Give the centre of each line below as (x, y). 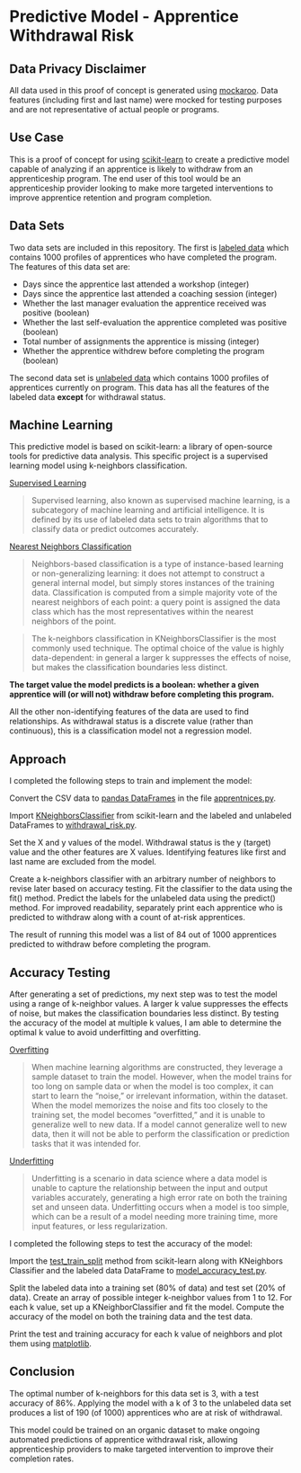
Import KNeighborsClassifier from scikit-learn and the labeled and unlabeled (150, 816)
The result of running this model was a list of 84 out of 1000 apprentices (143, 935)
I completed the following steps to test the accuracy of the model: (131, 1244)
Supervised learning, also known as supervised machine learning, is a (160, 501)
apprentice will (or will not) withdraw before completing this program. (142, 695)
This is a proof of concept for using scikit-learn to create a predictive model (150, 159)
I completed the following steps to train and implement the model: (131, 781)
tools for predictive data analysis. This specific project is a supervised (138, 457)
